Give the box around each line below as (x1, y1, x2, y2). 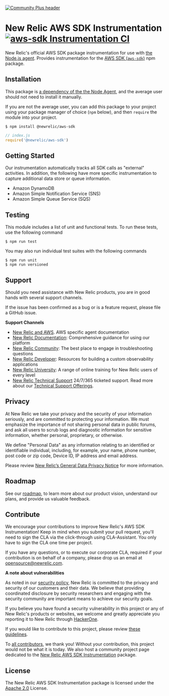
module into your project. (5, 114, 58, 120)
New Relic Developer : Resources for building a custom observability (12, 356, 153, 362)
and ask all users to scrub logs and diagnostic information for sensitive (5, 426, 152, 433)
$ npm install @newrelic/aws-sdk (5, 124, 75, 129)
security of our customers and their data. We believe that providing (5, 585, 144, 591)
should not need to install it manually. (5, 94, 82, 100)
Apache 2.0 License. (5, 685, 48, 691)
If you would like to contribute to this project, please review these (5, 626, 141, 632)
